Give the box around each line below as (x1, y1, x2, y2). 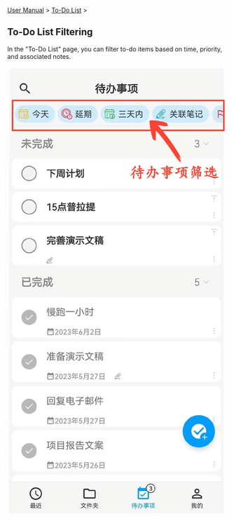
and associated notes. (7, 52, 71, 60)
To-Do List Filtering (7, 26, 93, 38)
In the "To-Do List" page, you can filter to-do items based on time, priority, (7, 45, 223, 53)
